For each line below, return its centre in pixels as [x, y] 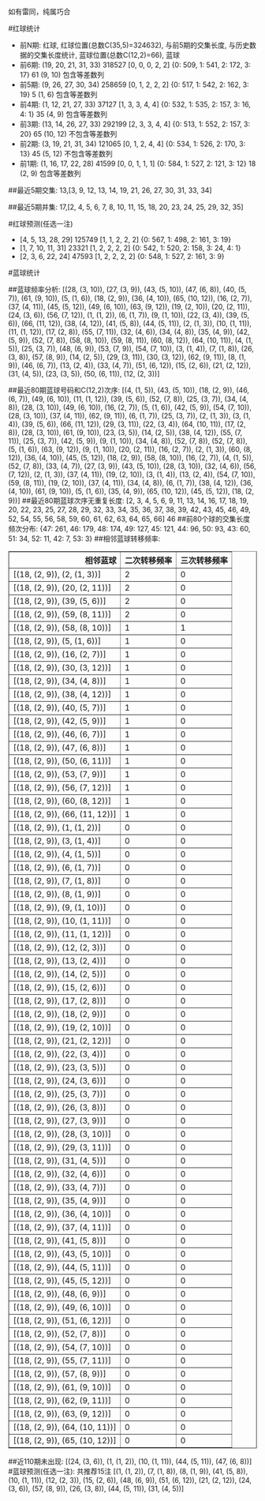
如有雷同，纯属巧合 [39, 11]
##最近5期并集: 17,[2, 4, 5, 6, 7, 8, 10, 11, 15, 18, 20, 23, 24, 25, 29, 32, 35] [126, 207]
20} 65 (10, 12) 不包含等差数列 [68, 134]
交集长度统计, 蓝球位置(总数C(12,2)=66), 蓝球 [106, 55]
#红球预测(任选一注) [41, 224]
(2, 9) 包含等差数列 [50, 173]
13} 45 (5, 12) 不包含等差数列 [66, 154]
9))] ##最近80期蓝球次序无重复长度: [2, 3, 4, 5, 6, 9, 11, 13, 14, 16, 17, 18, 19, [129, 501]
